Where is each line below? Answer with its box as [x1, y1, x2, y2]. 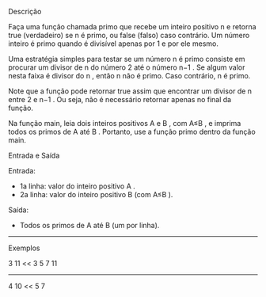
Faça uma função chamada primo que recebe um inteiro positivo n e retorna [8, 22, 256, 31]
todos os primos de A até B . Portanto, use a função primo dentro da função [8, 127, 256, 136]
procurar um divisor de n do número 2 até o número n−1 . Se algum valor [8, 63, 245, 72]
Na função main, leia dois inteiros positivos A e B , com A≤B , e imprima [8, 119, 241, 128]
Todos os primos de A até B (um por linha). [19, 221, 160, 230]
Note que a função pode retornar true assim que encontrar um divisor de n [8, 86, 252, 96]
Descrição [8, 7, 42, 16]
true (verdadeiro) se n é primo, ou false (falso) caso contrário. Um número [8, 31, 250, 40]
